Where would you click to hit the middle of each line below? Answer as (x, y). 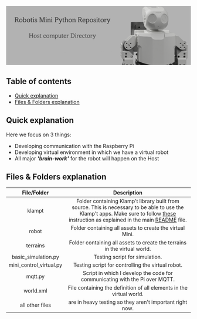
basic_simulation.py (35, 257)
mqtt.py (35, 276)
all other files (35, 305)
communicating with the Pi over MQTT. (128, 280)
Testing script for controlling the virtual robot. (128, 265)
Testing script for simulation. (128, 257)
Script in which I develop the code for (128, 273)
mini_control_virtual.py (35, 265)
